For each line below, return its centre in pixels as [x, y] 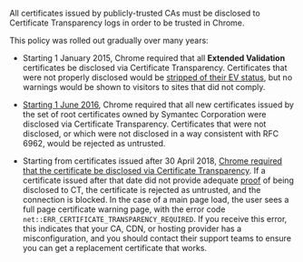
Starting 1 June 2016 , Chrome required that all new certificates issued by [158, 105]
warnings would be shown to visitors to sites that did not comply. [144, 87]
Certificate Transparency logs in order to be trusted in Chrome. [127, 23]
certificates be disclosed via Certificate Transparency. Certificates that [155, 68]
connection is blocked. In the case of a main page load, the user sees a [156, 200]
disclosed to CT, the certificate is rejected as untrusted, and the [142, 190]
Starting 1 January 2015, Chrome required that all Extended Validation [154, 58]
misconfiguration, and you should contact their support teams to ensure [157, 238]
